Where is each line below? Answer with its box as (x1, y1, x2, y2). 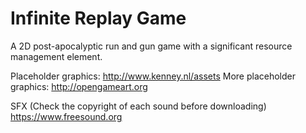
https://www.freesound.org (10, 110, 123, 122)
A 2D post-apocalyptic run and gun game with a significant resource (10, 40, 293, 52)
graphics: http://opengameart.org (10, 80, 148, 92)
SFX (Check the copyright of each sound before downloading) (10, 100, 267, 112)
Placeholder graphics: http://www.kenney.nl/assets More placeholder (10, 70, 296, 82)
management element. (10, 50, 103, 62)
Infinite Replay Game (10, 7, 187, 30)
